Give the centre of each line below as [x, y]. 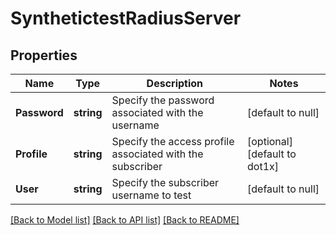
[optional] [270, 141]
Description [175, 83]
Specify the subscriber [165, 182]
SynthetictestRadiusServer [126, 18]
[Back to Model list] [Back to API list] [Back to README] [125, 220]
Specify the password [163, 100]
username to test [151, 195]
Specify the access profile [173, 141]
